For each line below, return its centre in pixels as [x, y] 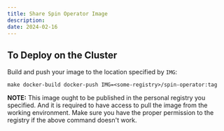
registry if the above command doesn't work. [72, 120]
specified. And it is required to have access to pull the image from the [107, 105]
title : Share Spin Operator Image [58, 14]
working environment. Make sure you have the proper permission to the [111, 113]
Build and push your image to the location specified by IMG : [92, 72]
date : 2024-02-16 [33, 27]
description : [26, 20]
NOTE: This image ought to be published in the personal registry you [106, 98]
